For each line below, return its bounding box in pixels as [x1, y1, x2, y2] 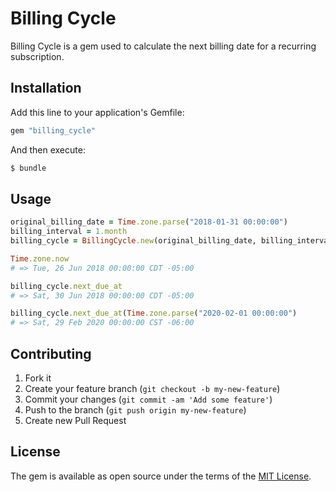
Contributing [10, 345, 92, 362]
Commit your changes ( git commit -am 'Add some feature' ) [24, 393, 273, 405]
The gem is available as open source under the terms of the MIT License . [10, 470, 312, 482]
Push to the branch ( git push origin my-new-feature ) [24, 404, 247, 416]
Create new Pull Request [24, 415, 127, 426]
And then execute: [10, 143, 86, 156]
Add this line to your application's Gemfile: [10, 106, 185, 118]
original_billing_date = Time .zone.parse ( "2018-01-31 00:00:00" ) [10, 217, 288, 227]
